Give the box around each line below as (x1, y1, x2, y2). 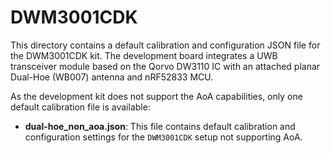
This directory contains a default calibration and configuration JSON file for (10, 39, 321, 51)
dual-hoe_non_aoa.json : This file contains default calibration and (24, 120, 296, 132)
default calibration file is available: (10, 101, 151, 113)
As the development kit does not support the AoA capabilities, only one (10, 90, 303, 102)
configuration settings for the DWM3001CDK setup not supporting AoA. (24, 131, 303, 143)
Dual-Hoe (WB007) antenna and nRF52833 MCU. (10, 71, 214, 83)
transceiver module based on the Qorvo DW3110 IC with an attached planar (10, 60, 321, 72)
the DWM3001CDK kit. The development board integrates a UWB (10, 49, 278, 61)
